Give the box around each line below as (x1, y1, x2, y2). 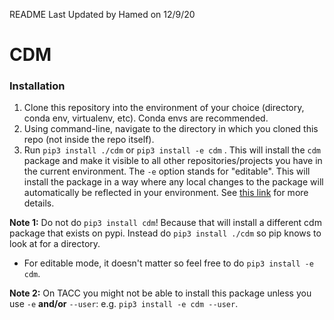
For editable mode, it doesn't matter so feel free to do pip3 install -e (23, 257, 314, 269)
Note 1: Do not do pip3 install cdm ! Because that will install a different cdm (9, 217, 322, 229)
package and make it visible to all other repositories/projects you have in (23, 155, 323, 167)
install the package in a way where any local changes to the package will (23, 176, 324, 188)
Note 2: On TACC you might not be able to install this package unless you (9, 287, 312, 299)
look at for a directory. (9, 238, 101, 250)
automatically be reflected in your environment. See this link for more (23, 187, 309, 199)
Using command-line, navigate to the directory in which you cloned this (23, 123, 319, 135)
